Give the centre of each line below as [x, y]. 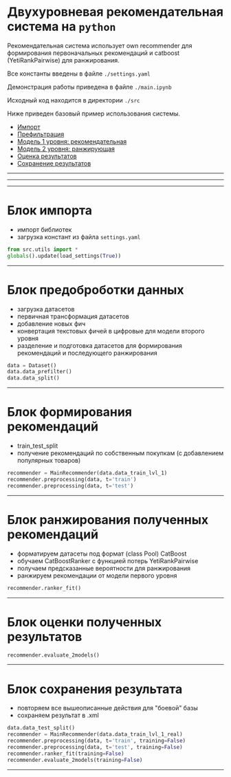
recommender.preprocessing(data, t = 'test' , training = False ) [95, 747]
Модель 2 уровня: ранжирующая [66, 149]
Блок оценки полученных [85, 622]
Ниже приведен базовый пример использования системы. [94, 113]
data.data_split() [33, 378]
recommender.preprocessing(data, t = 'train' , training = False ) [97, 741]
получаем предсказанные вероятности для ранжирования [104, 568]
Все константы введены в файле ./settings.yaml [79, 74]
